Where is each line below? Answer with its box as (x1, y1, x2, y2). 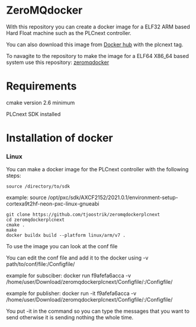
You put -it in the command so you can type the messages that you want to (6, 307, 189, 315)
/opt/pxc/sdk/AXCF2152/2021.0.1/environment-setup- (47, 194, 179, 201)
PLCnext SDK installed (6, 110, 61, 117)
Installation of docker (6, 132, 114, 145)
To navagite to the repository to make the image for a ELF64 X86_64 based (6, 52, 189, 59)
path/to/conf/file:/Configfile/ (6, 261, 75, 268)
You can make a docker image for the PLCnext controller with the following (6, 166, 189, 173)
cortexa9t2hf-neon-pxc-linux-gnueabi (6, 200, 99, 207)
